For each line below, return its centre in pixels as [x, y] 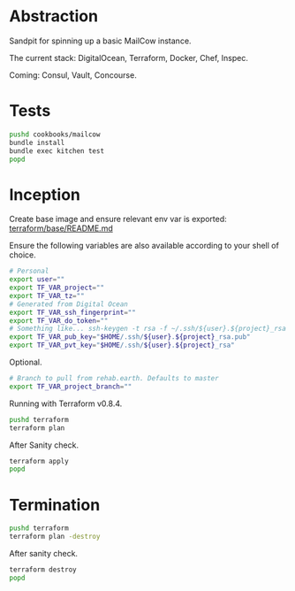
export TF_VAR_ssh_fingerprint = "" [73, 312]
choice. [23, 255]
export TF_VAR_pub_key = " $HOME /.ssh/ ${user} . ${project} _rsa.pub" [130, 337]
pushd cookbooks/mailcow [55, 134]
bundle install [37, 142]
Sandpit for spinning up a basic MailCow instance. [100, 41]
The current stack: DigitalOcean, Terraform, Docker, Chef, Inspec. [129, 58]
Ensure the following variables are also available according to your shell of [144, 246]
